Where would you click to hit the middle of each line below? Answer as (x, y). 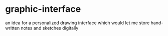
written (13, 28)
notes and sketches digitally (50, 28)
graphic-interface (43, 9)
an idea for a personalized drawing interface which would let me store (77, 23)
